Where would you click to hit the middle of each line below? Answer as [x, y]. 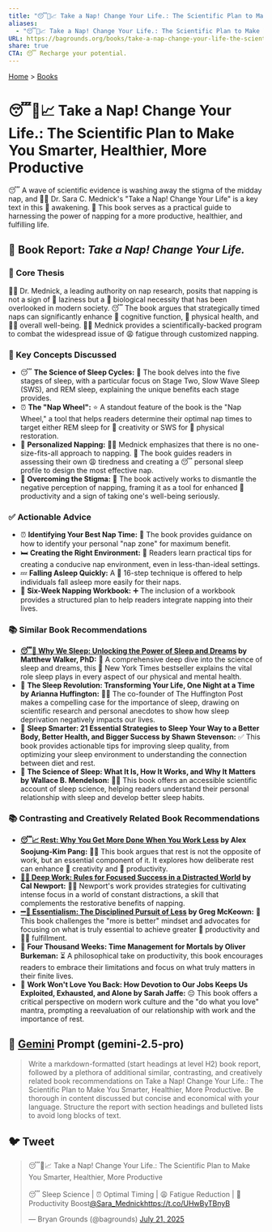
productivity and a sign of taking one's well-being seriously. [120, 496]
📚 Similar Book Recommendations [78, 630]
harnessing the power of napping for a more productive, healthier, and [125, 216]
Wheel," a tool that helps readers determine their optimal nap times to [136, 418]
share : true [28, 46]
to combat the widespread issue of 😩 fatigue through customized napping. [134, 333]
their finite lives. [47, 976]
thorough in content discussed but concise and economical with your [144, 1098]
